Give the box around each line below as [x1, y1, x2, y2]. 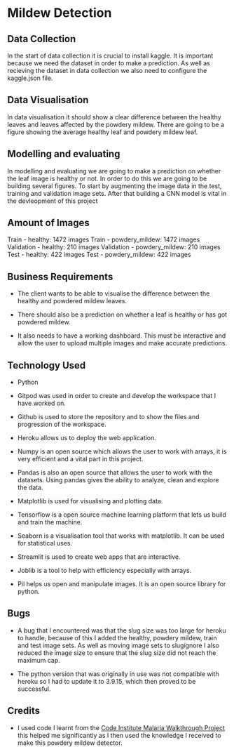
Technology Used [7, 359, 86, 371]
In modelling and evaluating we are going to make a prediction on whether [7, 166, 221, 175]
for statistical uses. [17, 539, 72, 548]
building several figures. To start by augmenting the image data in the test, [7, 181, 222, 190]
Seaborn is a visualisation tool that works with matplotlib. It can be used [17, 531, 225, 540]
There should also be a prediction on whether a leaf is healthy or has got [17, 310, 228, 319]
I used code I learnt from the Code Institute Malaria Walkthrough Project [17, 723, 226, 732]
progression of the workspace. [17, 420, 106, 429]
